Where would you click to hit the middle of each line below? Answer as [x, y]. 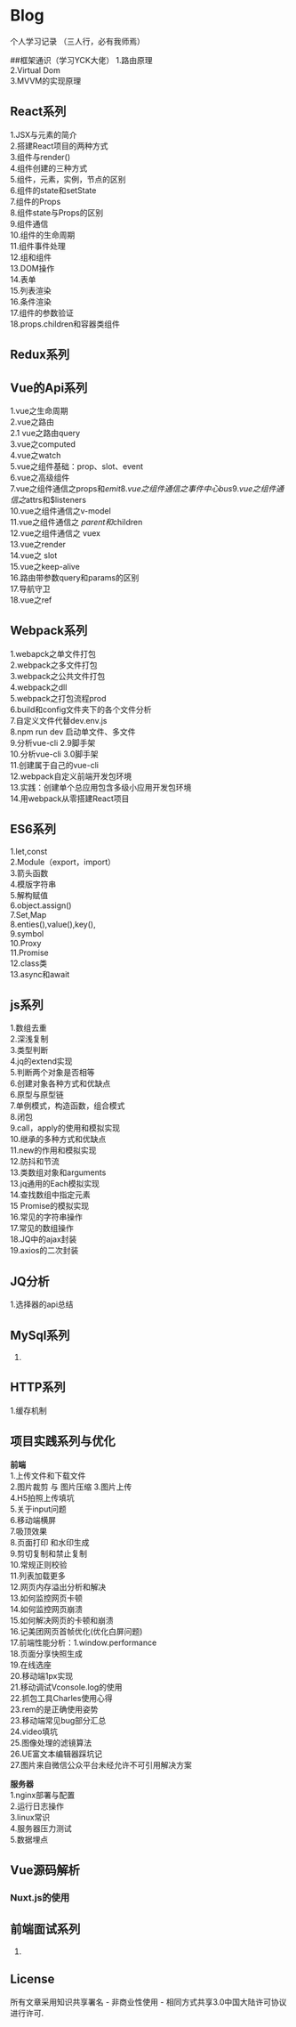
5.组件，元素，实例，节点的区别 [68, 179]
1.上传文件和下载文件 [48, 1475]
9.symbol [27, 933]
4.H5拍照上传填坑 [42, 1497]
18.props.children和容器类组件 [65, 324]
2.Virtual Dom [35, 70]
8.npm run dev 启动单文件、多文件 [73, 732]
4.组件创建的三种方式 [49, 168]
